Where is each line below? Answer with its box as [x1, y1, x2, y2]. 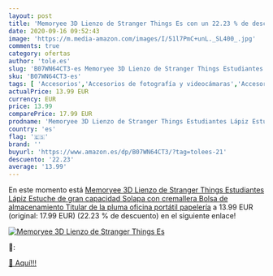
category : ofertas [8, 50, 71, 58]
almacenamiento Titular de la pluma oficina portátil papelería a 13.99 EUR [8, 202, 253, 212]
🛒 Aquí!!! [8, 258, 37, 268]
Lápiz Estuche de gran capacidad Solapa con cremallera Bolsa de [8, 194, 228, 204]
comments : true [8, 42, 60, 50]
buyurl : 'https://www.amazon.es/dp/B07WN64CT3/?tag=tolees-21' [8, 148, 227, 156]
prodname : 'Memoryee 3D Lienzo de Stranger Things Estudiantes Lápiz [8, 118, 249, 126]
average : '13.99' [8, 163, 67, 171]
